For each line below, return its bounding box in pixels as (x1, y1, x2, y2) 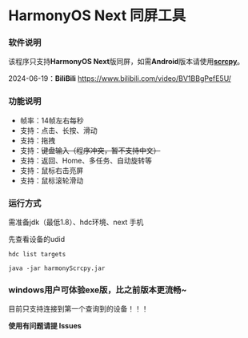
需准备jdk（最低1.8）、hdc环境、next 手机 (8, 217, 144, 227)
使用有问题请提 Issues (8, 321, 82, 331)
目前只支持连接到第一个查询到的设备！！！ (8, 304, 149, 314)
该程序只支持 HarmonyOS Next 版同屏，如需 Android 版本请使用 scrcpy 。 (8, 57, 245, 66)
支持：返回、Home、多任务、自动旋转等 (19, 155, 153, 165)
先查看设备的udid (8, 235, 66, 244)
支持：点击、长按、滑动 (19, 125, 98, 135)
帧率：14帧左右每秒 (19, 115, 84, 125)
